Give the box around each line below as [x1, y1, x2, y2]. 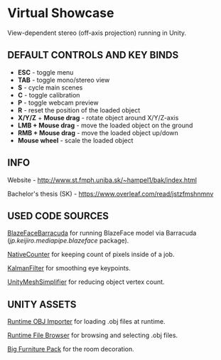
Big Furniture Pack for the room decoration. [7, 345, 135, 354]
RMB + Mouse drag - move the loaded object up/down [17, 128, 179, 137]
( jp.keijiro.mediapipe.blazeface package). [7, 236, 129, 245]
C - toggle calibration [17, 90, 80, 99]
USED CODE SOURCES [7, 210, 109, 222]
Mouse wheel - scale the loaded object [17, 136, 134, 144]
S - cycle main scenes [17, 83, 83, 92]
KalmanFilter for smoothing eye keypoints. [7, 264, 131, 272]
